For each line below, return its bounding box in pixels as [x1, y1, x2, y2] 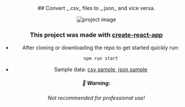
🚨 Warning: [82, 79, 111, 86]
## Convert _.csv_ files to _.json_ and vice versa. [37, 5, 155, 11]
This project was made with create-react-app [30, 31, 163, 39]
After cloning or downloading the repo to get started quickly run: [22, 44, 179, 51]
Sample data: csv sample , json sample [54, 66, 148, 73]
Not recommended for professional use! [47, 95, 145, 102]
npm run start [83, 56, 118, 61]
